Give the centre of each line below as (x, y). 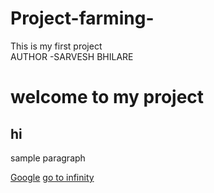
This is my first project (56, 46)
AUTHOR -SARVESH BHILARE (72, 56)
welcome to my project (107, 97)
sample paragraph (48, 158)
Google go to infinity (52, 177)
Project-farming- (82, 18)
